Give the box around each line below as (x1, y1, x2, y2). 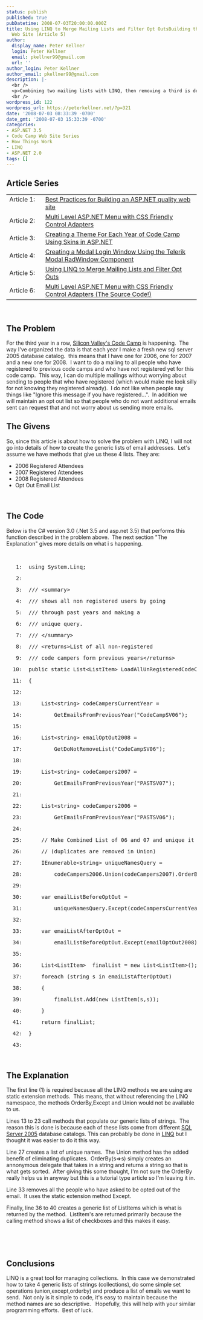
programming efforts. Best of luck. (6, 1307, 94, 1314)
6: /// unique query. (16, 620, 83, 627)
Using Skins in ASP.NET (45, 238, 113, 246)
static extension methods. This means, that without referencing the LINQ (6, 1093, 188, 1100)
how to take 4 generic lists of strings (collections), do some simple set (6, 1281, 181, 1288)
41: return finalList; (12, 1018, 96, 1026)
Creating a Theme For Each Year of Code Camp (45, 230, 180, 239)
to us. (6, 1106, 21, 1113)
